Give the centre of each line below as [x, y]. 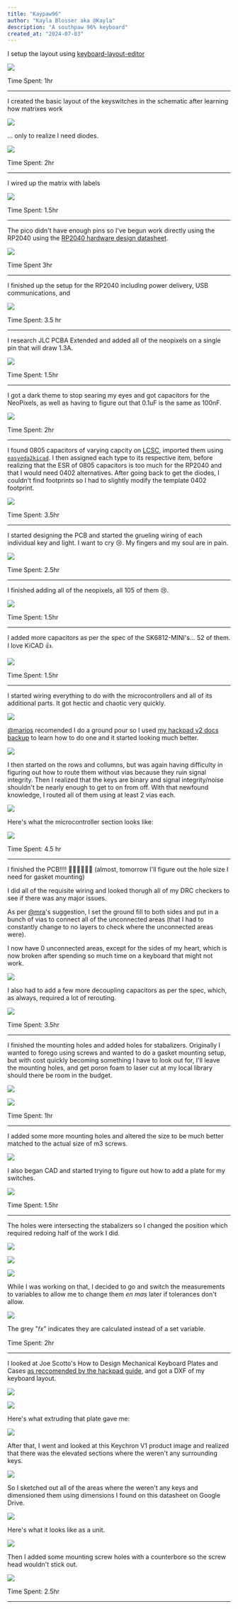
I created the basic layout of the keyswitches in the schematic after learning [118, 101]
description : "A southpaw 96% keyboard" [68, 27]
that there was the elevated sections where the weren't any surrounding [112, 1453]
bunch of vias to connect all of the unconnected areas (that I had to [106, 919]
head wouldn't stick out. [42, 1564]
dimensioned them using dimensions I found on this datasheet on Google [114, 1496]
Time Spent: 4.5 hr [34, 849]
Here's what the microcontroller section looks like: [80, 822]
